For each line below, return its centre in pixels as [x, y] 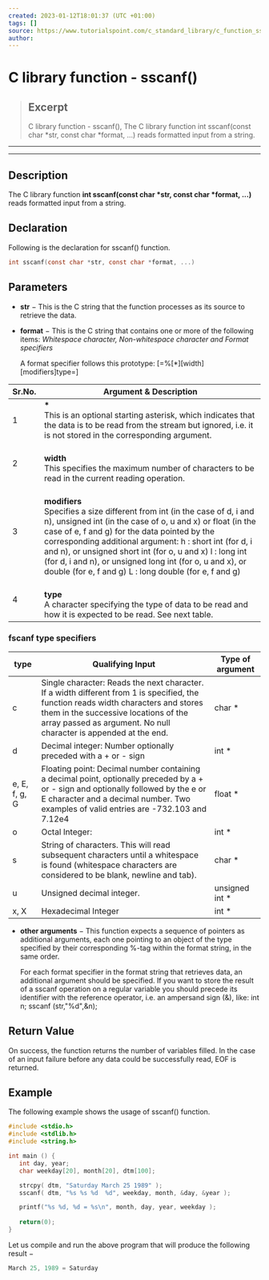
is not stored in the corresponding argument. [128, 435]
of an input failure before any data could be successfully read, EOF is [122, 1059]
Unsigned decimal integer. [90, 893]
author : [21, 38]
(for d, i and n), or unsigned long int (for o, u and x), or [145, 561]
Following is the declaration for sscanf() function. [89, 247]
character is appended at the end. [105, 733]
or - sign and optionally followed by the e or [124, 789]
